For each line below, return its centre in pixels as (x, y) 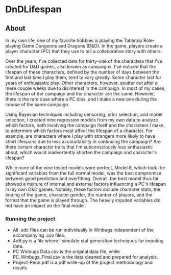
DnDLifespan (33, 9)
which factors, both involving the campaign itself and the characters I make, (85, 125)
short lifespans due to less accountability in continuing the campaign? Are (83, 142)
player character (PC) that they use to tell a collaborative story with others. (84, 51)
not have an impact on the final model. (46, 206)
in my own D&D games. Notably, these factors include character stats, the (83, 189)
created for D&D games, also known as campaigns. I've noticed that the (81, 67)
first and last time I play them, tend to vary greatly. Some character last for (83, 77)
